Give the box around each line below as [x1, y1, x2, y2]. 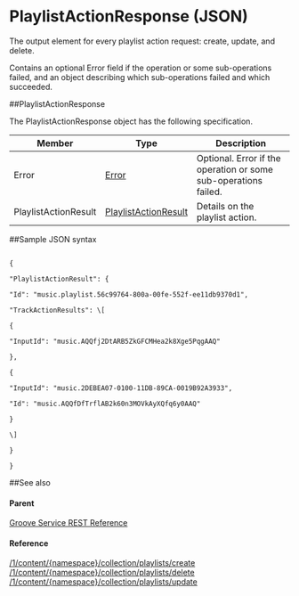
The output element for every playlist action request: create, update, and [9, 36, 276, 46]
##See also [9, 477, 52, 487]
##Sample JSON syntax [9, 233, 97, 244]
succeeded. [9, 81, 53, 92]
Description [215, 136, 267, 149]
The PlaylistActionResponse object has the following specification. [9, 116, 254, 127]
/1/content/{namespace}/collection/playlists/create [9, 558, 196, 568]
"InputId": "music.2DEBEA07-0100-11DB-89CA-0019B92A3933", [9, 383, 233, 393]
